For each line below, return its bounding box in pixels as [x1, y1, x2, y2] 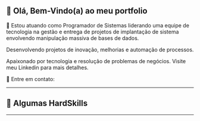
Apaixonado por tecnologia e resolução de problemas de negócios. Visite [6, 57, 186, 64]
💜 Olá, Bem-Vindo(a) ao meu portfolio [6, 6, 148, 16]
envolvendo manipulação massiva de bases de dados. [6, 34, 139, 42]
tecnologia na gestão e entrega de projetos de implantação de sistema [6, 28, 179, 35]
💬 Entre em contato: [6, 75, 55, 82]
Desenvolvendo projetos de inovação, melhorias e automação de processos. [6, 46, 194, 53]
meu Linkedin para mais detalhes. [6, 64, 89, 71]
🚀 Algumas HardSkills [6, 98, 88, 108]
